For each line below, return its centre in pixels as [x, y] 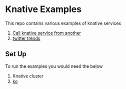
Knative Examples [43, 9]
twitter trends [26, 38]
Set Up [16, 54]
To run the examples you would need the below [54, 66]
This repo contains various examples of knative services [63, 23]
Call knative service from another [47, 33]
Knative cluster [28, 76]
